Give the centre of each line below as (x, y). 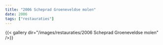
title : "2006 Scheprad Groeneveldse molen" (51, 10)
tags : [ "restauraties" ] (30, 19)
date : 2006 (16, 14)
